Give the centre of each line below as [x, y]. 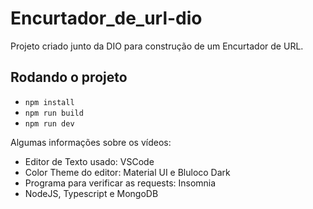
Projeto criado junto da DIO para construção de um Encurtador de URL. [157, 46]
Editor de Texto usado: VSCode [89, 161]
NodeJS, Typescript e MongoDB [91, 193]
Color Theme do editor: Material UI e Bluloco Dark [127, 172]
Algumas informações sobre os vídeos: [91, 142]
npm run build [54, 113]
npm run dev [49, 123]
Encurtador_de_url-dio [106, 18]
